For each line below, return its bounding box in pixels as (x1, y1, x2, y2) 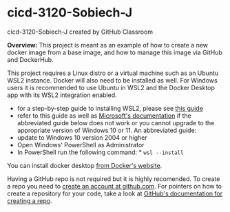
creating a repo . (7, 196, 52, 204)
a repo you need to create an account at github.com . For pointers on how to (7, 182, 222, 190)
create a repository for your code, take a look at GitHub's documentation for (7, 189, 222, 198)
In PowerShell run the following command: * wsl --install (17, 148, 184, 156)
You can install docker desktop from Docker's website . (7, 161, 163, 169)
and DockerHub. (7, 55, 54, 63)
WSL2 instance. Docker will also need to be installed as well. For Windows (7, 76, 218, 84)
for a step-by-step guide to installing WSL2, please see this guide (17, 104, 203, 112)
